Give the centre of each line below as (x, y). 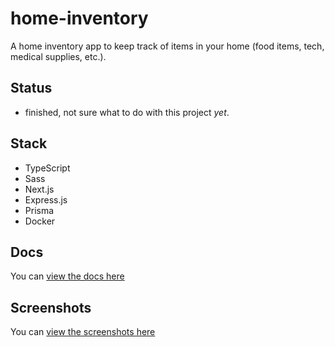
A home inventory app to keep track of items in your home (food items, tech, (167, 46)
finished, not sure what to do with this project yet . (127, 112)
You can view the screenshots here (83, 332)
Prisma (39, 210)
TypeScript (47, 168)
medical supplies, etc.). (58, 56)
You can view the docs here (67, 276)
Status (31, 88)
